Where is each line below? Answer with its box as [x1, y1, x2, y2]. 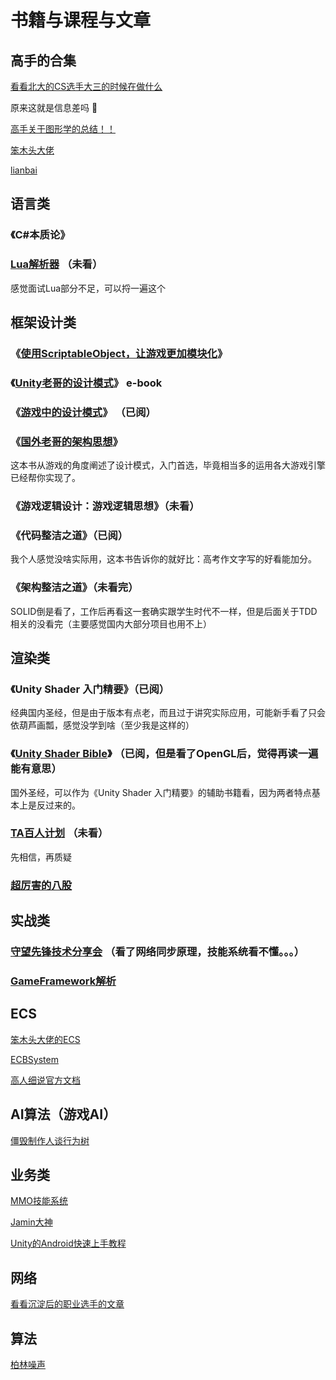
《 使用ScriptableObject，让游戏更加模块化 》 [10, 346, 228, 360]
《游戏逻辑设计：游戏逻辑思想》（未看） [10, 499, 200, 513]
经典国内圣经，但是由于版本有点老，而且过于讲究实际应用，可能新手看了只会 [10, 707, 326, 719]
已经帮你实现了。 [10, 472, 81, 484]
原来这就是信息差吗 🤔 [10, 102, 98, 113]
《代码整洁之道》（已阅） [10, 528, 129, 542]
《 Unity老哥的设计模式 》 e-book [10, 376, 163, 390]
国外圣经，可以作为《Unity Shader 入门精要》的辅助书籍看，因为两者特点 [10, 786, 312, 798]
